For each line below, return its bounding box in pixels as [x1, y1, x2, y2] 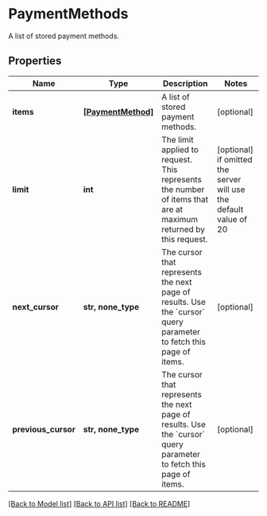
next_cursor [12, 301, 60, 312]
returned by [161, 224, 205, 235]
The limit [161, 134, 194, 145]
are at [161, 204, 184, 215]
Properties [8, 54, 62, 68]
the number [161, 184, 205, 195]
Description [162, 77, 208, 88]
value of [217, 213, 248, 225]
